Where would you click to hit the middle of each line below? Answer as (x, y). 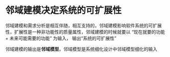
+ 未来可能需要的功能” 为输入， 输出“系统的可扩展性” (61, 38)
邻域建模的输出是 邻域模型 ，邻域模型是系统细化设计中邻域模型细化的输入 (81, 49)
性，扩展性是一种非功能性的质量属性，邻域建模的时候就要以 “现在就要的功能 (85, 32)
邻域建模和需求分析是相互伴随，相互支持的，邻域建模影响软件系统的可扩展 (83, 25)
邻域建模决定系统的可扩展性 (64, 10)
